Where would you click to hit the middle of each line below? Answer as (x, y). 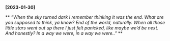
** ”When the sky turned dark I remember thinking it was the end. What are (84, 17)
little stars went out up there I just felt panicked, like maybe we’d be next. (82, 28)
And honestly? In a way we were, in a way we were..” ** (64, 33)
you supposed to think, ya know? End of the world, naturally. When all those (85, 23)
